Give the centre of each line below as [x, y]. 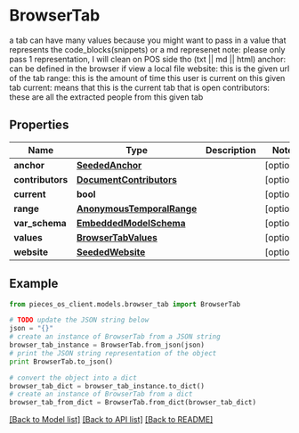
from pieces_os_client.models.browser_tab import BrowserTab [125, 304]
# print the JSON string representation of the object [113, 353]
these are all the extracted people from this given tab [106, 97]
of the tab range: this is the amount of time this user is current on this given [147, 78]
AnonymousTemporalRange [137, 208]
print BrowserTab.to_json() [61, 362]
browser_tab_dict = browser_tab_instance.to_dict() [107, 386]
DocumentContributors [127, 179]
